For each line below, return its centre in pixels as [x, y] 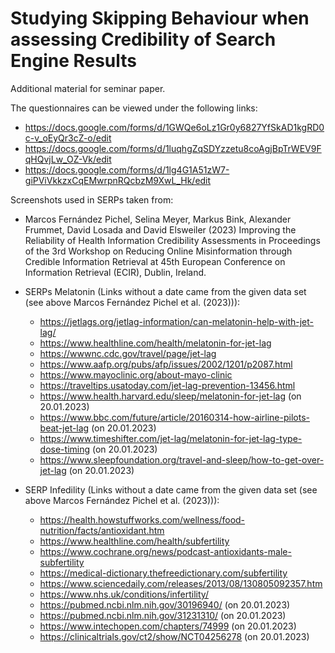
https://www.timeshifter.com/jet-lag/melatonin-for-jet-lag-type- [171, 438]
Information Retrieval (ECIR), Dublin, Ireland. [115, 272]
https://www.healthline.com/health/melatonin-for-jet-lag [155, 343]
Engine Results [74, 61]
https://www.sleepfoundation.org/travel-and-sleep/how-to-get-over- [182, 459]
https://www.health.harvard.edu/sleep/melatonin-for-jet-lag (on [170, 396]
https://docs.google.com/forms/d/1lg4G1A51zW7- [127, 169]
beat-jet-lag [64, 428]
